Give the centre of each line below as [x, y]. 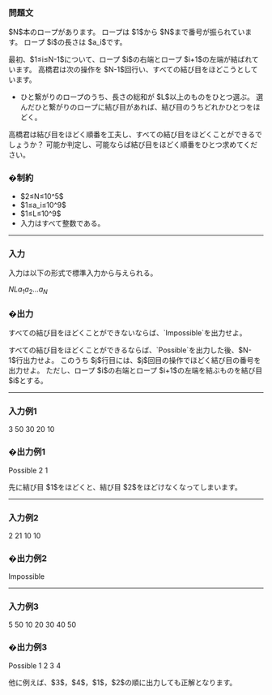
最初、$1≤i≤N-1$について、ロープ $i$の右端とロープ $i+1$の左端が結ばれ [130, 59]
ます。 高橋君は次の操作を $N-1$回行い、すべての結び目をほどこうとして [136, 70]
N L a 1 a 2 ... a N [28, 290]
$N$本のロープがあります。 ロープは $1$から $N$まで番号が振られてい [127, 32]
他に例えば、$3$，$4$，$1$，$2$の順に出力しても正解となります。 [123, 682]
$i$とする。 [28, 380]
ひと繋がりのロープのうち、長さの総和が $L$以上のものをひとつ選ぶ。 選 [142, 97]
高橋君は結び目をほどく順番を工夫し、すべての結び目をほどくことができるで [136, 135]
